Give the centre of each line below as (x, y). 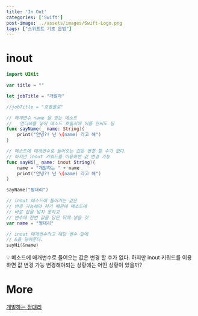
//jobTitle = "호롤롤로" (35, 107)
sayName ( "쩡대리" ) (27, 190)
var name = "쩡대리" (30, 223)
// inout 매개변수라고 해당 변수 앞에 (47, 234)
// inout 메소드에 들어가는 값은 (42, 201)
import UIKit (23, 75)
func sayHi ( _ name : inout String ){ (51, 162)
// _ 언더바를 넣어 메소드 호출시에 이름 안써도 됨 (60, 123)
